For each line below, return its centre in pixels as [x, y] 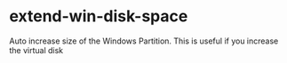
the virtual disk [36, 50]
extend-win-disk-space [99, 16]
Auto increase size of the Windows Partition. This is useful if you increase [144, 41]
